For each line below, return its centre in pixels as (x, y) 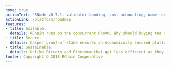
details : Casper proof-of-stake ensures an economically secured (80, 43)
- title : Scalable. (26, 29)
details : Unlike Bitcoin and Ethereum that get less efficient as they (87, 52)
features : (16, 24)
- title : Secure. (24, 38)
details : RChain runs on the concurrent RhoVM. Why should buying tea (86, 33)
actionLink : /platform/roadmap (38, 19)
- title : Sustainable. (29, 47)
